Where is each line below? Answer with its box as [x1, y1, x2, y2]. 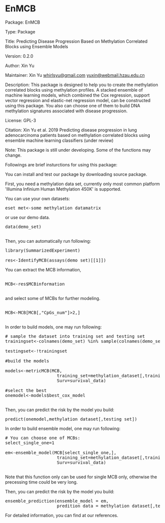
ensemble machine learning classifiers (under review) [5, 137, 114, 143]
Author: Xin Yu [5, 63, 34, 68]
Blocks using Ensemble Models [5, 43, 68, 49]
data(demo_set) [5, 224, 42, 229]
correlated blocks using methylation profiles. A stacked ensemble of [5, 87, 143, 93]
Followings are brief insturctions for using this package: [5, 162, 118, 167]
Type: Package [5, 29, 35, 34]
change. [5, 152, 22, 158]
